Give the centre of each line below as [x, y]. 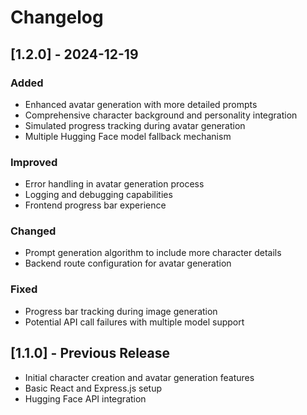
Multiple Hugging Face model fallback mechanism [128, 136]
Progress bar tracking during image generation [121, 311]
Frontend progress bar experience [95, 205]
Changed [33, 231]
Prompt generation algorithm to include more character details [153, 253]
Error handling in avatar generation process [114, 184]
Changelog [57, 17]
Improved [34, 162]
